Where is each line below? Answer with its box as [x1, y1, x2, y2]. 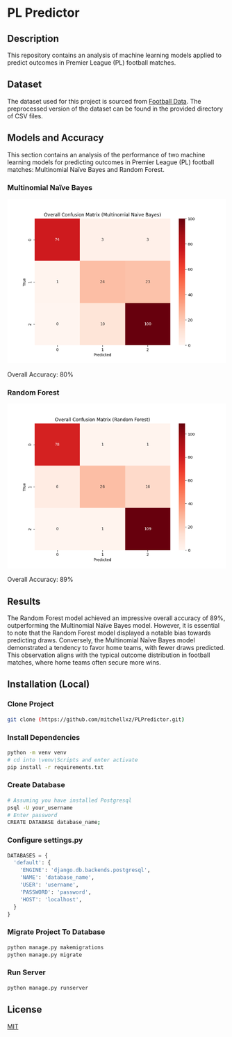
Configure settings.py [7, 835, 83, 845]
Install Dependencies [7, 732, 81, 742]
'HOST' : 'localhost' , [19, 896, 82, 903]
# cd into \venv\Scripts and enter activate [7, 757, 138, 763]
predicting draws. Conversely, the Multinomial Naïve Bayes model [7, 636, 196, 644]
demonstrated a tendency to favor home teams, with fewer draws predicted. [7, 644, 226, 652]
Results [7, 595, 41, 607]
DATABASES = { [7, 852, 49, 859]
